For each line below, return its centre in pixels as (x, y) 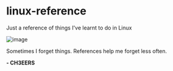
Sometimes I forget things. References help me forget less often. (87, 51)
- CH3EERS (21, 63)
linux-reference (46, 11)
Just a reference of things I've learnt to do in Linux (69, 28)
